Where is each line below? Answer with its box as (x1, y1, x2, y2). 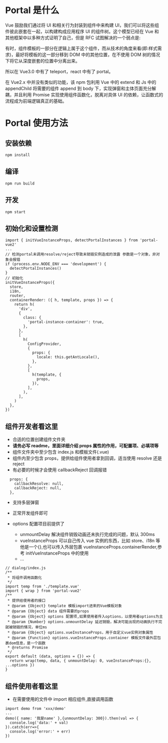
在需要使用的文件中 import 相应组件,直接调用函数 (12, 696, 114, 702)
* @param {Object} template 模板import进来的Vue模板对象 (7, 604, 122, 609)
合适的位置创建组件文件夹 (12, 437, 66, 443)
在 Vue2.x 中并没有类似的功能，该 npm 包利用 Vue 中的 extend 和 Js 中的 (5, 79, 156, 85)
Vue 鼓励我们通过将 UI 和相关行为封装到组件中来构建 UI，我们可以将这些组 (5, 22, 159, 28)
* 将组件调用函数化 (7, 575, 42, 581)
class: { (23, 315, 42, 320)
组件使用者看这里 (5, 682, 58, 690)
